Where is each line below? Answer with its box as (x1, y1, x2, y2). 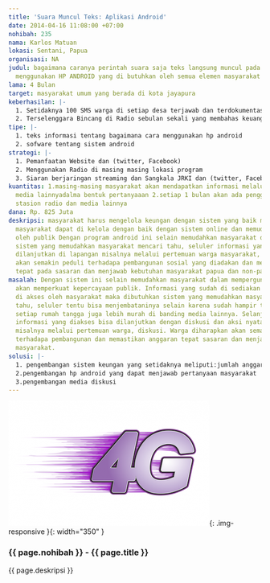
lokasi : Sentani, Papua (8, 47, 88, 55)
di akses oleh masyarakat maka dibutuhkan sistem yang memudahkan (15, 293, 243, 301)
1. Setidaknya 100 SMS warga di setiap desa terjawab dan (15, 106, 215, 114)
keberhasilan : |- (8, 97, 67, 106)
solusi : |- (8, 352, 45, 360)
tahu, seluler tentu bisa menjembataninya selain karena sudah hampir (15, 302, 257, 310)
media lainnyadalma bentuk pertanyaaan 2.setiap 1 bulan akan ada (15, 191, 243, 199)
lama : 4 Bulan (8, 80, 56, 88)
